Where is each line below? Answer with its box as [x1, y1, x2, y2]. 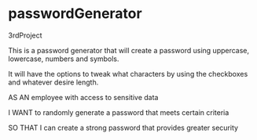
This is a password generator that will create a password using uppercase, [8, 45, 250, 55]
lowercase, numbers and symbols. [8, 54, 119, 63]
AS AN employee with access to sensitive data [8, 92, 159, 102]
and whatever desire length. [8, 77, 99, 87]
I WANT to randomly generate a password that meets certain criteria [8, 107, 229, 117]
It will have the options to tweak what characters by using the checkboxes [8, 69, 248, 78]
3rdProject [8, 31, 42, 40]
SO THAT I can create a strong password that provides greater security [8, 123, 238, 132]
